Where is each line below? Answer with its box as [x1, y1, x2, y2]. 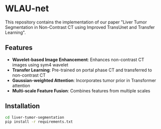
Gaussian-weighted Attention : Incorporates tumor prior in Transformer [12, 77, 156, 83]
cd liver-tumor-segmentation [5, 115, 64, 120]
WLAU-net [5, 3, 49, 14]
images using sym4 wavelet [12, 62, 68, 67]
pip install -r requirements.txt [5, 119, 73, 125]
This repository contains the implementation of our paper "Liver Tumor [5, 19, 147, 25]
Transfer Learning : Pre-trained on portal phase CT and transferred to [12, 67, 152, 73]
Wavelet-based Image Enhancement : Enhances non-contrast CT [12, 57, 145, 63]
